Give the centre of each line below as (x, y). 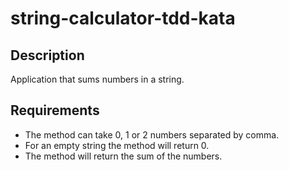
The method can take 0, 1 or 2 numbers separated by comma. (152, 134)
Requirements (55, 110)
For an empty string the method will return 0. (117, 145)
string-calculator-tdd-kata (123, 18)
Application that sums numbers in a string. (97, 79)
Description (47, 55)
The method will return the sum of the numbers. (123, 156)
